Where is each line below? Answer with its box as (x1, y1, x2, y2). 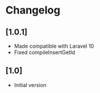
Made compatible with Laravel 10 (14, 42, 95, 49)
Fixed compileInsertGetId (14, 49, 75, 56)
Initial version (14, 81, 46, 88)
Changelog (5, 4, 61, 17)
